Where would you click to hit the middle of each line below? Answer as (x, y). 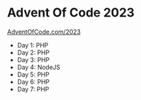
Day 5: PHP (33, 74)
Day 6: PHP (33, 81)
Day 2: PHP (33, 52)
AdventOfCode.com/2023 (44, 32)
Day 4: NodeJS (39, 67)
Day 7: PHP (33, 89)
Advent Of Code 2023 (71, 13)
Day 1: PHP (33, 45)
